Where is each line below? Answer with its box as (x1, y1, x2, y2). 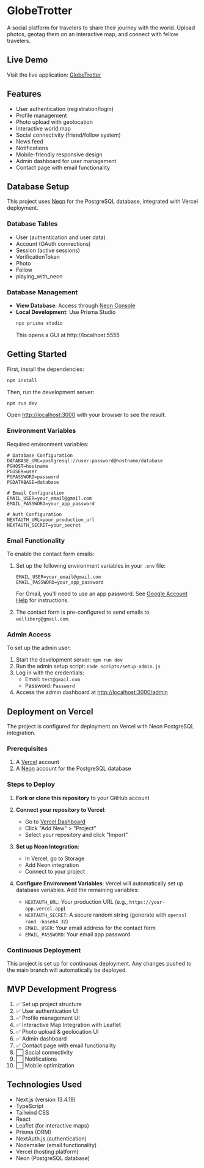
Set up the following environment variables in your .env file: (15, 562, 166, 569)
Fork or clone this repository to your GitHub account (15, 794, 150, 801)
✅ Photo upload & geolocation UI (15, 1028, 99, 1035)
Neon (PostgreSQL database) (15, 1154, 90, 1162)
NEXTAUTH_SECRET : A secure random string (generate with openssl (24, 911, 188, 918)
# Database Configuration (7, 452, 73, 459)
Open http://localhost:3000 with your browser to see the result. (7, 411, 167, 419)
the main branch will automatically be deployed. (7, 966, 128, 974)
